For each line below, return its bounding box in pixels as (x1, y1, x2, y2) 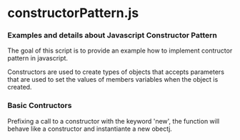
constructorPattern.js (7, 5, 139, 21)
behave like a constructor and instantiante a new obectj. (7, 124, 173, 133)
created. (7, 83, 32, 92)
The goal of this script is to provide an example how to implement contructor (7, 46, 233, 55)
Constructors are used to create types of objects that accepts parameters (7, 68, 225, 76)
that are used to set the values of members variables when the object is (7, 75, 219, 84)
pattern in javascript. (7, 54, 69, 63)
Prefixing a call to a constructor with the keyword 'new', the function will (7, 117, 220, 125)
